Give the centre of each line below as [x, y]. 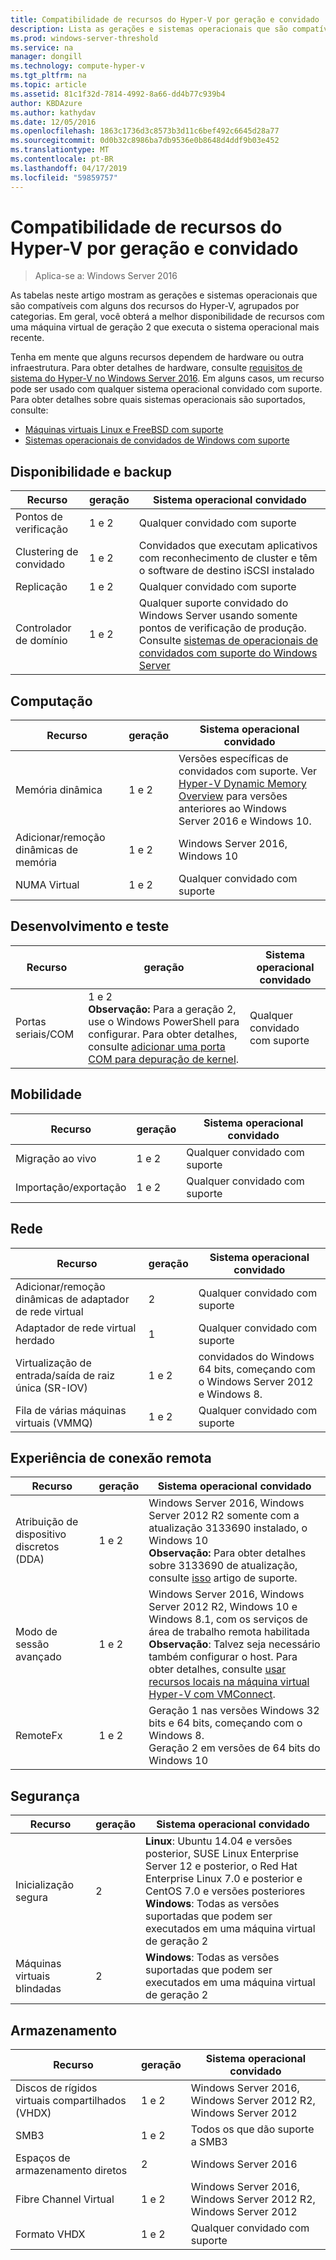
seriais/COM [45, 1034]
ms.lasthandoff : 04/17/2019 [69, 168]
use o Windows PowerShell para [164, 1021]
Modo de [36, 1632]
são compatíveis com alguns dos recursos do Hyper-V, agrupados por [155, 306]
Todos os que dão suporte [252, 2129]
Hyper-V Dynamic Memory [242, 784]
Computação [51, 701]
